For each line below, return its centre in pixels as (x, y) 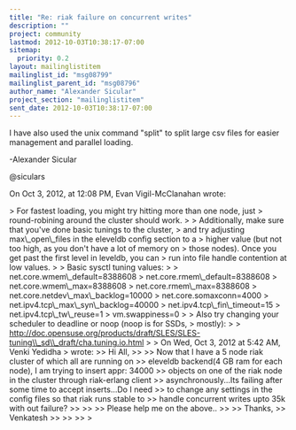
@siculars (27, 177)
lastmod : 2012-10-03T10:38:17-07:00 (77, 42)
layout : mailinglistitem (55, 67)
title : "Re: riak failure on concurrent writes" (101, 17)
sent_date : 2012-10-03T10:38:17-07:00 (81, 108)
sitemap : (25, 50)
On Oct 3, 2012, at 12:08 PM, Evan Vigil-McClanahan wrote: (117, 194)
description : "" (39, 26)
